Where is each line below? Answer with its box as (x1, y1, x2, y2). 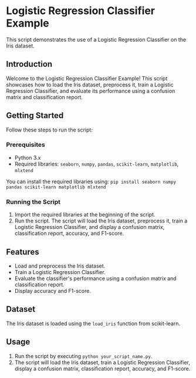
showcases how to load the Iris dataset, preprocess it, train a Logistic (6, 81, 174, 88)
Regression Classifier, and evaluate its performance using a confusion (6, 87, 175, 95)
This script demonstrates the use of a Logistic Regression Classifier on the (6, 36, 187, 43)
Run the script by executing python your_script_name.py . (14, 352, 153, 359)
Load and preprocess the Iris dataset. (14, 262, 106, 269)
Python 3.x (14, 154, 41, 161)
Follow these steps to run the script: (6, 126, 93, 133)
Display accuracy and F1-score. (14, 287, 91, 294)
